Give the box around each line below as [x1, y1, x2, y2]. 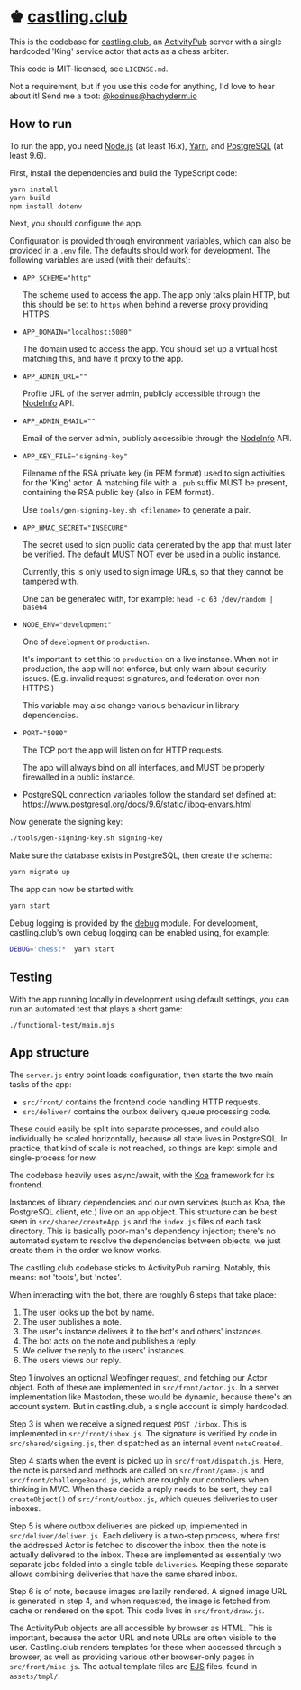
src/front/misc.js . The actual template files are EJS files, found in [9, 1660, 258, 1671]
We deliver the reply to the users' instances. [22, 1344, 187, 1355]
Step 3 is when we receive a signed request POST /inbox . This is [9, 1418, 248, 1429]
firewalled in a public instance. [22, 771, 136, 782]
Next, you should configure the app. [9, 218, 143, 229]
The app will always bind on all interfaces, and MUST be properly [22, 762, 266, 773]
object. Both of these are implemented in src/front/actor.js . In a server [9, 1381, 279, 1392]
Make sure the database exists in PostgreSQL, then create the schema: [9, 850, 273, 861]
